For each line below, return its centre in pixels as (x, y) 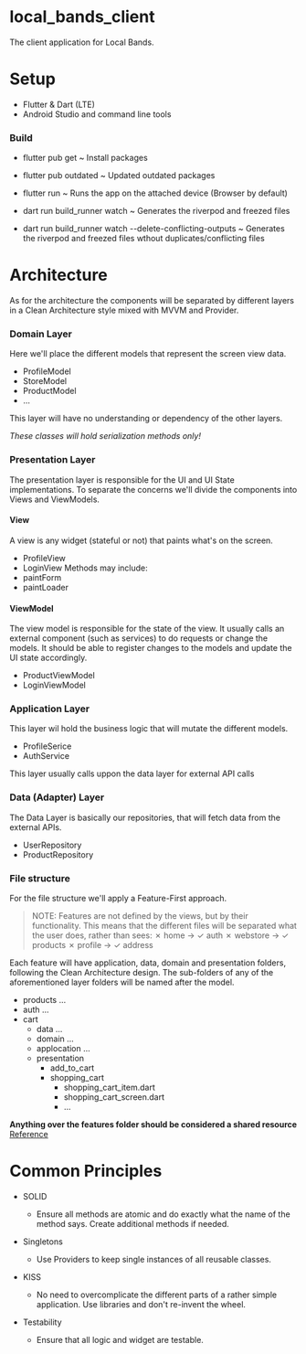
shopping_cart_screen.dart (114, 1097)
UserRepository (52, 845)
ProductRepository (58, 854)
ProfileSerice (47, 746)
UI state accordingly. (48, 658)
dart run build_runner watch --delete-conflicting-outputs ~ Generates (153, 229)
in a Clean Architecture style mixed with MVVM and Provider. (124, 310)
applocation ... (63, 1048)
